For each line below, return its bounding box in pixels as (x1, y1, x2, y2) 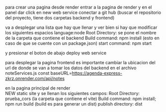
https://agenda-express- (72, 70, 123, 76)
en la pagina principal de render (5, 85, 71, 91)
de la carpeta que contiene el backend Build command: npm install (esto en (5, 35, 160, 41)
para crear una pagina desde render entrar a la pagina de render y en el (5, 4, 152, 10)
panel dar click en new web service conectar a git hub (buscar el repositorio (5, 9, 162, 15)
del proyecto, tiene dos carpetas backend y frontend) (5, 15, 115, 20)
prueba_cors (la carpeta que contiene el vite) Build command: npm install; (5, 96, 157, 102)
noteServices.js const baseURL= (5, 70, 72, 76)
